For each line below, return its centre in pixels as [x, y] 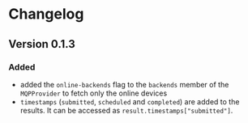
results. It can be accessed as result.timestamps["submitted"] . [126, 110]
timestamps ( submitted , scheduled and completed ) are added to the [130, 101]
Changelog [46, 14]
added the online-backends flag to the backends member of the [124, 84]
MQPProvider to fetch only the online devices [94, 93]
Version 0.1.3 [42, 44]
